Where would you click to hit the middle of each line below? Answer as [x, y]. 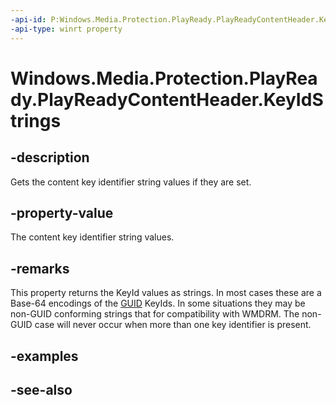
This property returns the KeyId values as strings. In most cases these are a [166, 293]
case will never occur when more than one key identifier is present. [173, 325]
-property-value [62, 212]
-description [50, 157]
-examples [44, 356]
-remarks [40, 268]
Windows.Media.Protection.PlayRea [164, 78]
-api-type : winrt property [66, 29]
